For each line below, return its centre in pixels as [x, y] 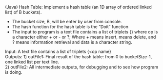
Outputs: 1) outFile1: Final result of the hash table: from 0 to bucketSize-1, [79, 57]
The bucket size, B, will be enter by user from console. [67, 22]
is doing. [14, 72]
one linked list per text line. [32, 62]
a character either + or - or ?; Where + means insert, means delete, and [84, 37]
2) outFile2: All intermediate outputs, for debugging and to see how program [82, 67]
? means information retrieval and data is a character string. [72, 42]
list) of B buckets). [23, 12]
